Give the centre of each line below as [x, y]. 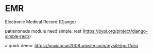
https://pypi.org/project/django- [116, 31]
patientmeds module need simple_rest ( [45, 31]
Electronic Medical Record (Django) [41, 22]
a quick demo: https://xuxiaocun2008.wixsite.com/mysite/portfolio [72, 45]
